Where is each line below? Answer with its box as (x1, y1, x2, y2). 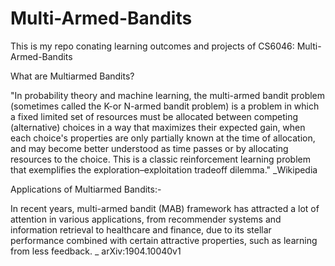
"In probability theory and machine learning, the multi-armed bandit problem (10, 89, 326, 101)
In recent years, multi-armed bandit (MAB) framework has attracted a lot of (10, 202, 320, 214)
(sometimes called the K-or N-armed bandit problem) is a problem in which (10, 100, 320, 112)
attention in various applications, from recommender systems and (10, 213, 282, 225)
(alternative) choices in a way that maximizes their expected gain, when (10, 121, 306, 133)
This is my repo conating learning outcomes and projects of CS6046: (10, 40, 295, 52)
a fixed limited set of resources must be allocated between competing (10, 110, 299, 122)
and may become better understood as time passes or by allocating (10, 142, 289, 154)
